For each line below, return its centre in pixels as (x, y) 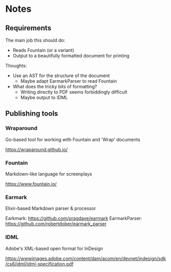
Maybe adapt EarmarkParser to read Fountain (69, 81)
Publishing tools (32, 114)
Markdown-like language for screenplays (49, 174)
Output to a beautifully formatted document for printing (71, 56)
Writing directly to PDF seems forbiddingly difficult (74, 92)
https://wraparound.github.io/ (36, 149)
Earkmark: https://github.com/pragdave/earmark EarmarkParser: (74, 219)
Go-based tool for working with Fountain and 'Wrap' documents (73, 139)
